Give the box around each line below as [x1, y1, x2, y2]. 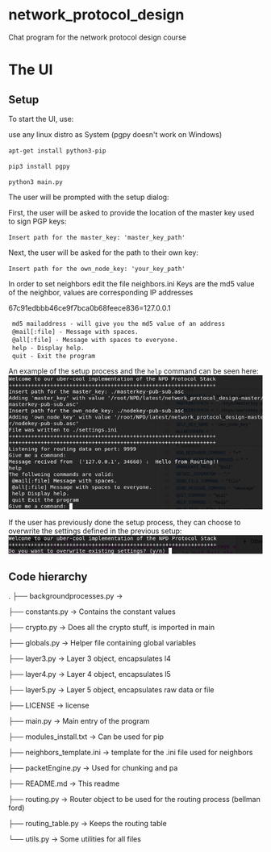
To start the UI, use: [8, 114, 74, 123]
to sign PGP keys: [8, 216, 67, 226]
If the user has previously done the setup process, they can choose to [8, 517, 241, 527]
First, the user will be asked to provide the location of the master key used [8, 207, 255, 217]
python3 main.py [8, 177, 63, 186]
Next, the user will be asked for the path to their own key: [8, 248, 199, 257]
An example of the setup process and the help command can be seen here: [8, 365, 260, 376]
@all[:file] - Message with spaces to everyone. [11, 336, 179, 344]
